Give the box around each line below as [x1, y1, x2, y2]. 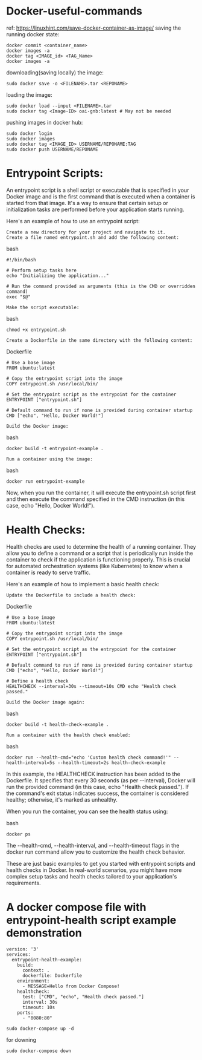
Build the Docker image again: [6, 699, 85, 705]
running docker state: [6, 30, 60, 38]
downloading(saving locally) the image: [6, 68, 104, 76]
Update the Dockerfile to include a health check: [6, 592, 136, 598]
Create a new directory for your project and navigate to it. [6, 229, 166, 235]
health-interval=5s [6, 759, 55, 766]
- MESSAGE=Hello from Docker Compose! [22, 983, 120, 989]
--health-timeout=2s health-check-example [57, 759, 166, 766]
